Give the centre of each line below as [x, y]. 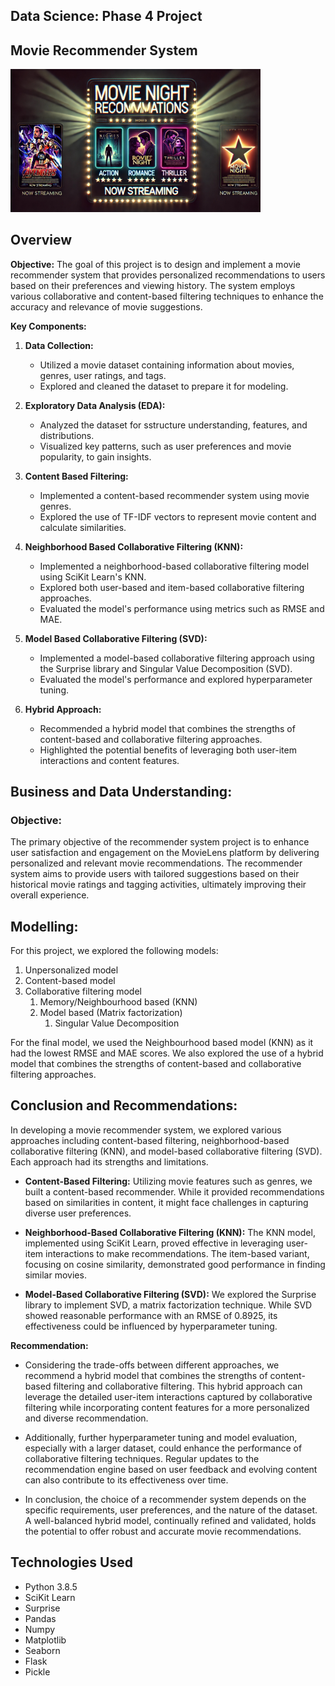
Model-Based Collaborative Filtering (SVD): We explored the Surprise [170, 1294]
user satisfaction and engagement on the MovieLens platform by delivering [165, 853]
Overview [41, 240]
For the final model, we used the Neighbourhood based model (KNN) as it [162, 1043]
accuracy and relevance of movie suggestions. [106, 306]
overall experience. [50, 895]
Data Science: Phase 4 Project [106, 16]
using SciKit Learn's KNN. [93, 576]
